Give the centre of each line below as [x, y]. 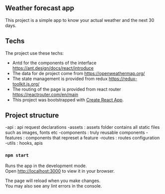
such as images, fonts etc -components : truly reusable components [75, 133]
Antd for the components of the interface [54, 63]
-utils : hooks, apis [24, 143]
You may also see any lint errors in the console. [53, 186]
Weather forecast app [40, 8]
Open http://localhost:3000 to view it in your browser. [60, 171]
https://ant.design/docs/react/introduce [53, 68]
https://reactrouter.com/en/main [45, 95]
